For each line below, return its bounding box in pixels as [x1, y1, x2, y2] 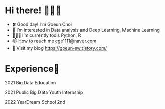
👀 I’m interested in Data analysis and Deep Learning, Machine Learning [12, 27, 160, 33]
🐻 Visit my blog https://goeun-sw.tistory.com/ [12, 45, 107, 51]
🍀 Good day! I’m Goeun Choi [12, 21, 72, 27]
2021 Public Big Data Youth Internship [5, 89, 84, 95]
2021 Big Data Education [5, 79, 56, 85]
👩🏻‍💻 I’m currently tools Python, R [12, 32, 81, 38]
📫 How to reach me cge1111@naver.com [12, 38, 97, 44]
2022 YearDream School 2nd [5, 99, 65, 105]
